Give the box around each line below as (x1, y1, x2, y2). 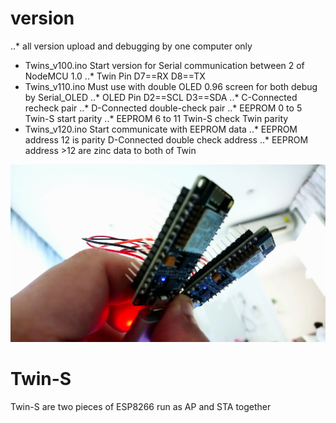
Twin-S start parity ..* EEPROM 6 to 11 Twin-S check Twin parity (24, 112, 289, 124)
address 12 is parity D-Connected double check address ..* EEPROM (24, 133, 309, 146)
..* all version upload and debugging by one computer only (10, 40, 253, 52)
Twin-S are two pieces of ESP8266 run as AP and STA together (10, 401, 272, 413)
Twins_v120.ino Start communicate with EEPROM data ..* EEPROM (24, 123, 298, 135)
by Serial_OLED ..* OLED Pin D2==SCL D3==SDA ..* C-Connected (24, 91, 298, 103)
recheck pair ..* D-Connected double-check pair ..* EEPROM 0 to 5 (24, 102, 303, 114)
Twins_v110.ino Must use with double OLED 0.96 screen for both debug (24, 80, 318, 92)
